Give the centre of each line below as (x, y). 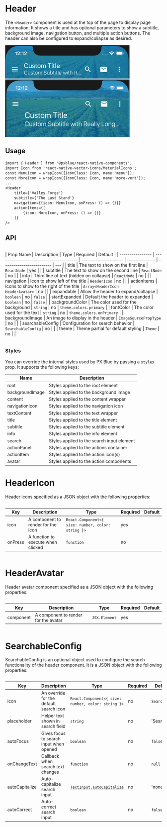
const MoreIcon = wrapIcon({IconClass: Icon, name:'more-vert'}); (75, 178)
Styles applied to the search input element (92, 440)
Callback (50, 756)
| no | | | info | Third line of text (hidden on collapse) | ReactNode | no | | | (78, 275)
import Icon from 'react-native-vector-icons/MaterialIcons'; (71, 168)
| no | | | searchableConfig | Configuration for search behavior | (70, 323)
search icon (53, 709)
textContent (19, 413)
